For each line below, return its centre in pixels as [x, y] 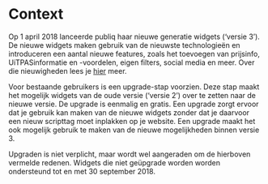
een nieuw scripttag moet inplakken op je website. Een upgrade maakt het [132, 121]
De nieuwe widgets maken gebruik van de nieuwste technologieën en [124, 45]
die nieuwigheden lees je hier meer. [68, 71]
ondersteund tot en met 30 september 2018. [82, 171]
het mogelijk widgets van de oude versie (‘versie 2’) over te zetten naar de [132, 95]
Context [36, 14]
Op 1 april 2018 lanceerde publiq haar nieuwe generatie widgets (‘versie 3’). [134, 36]
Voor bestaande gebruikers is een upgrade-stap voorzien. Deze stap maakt [134, 87]
